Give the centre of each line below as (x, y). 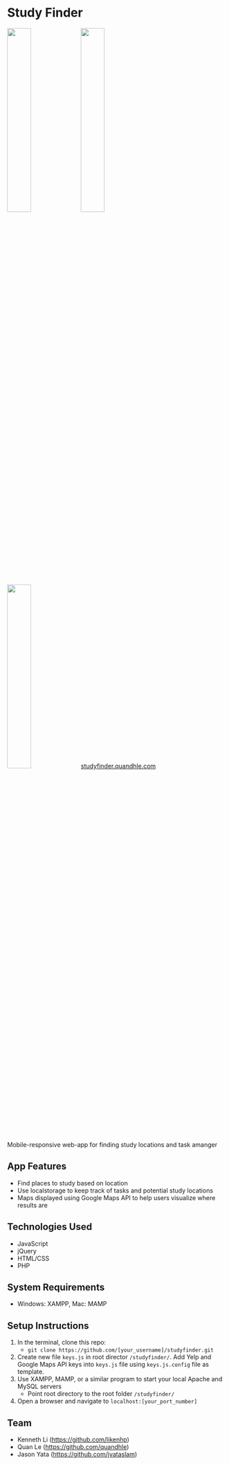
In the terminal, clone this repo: (61, 1343)
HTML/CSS (33, 1258)
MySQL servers (39, 1386)
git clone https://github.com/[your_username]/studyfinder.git (121, 1350)
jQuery (27, 1251)
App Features (37, 1167)
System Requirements (56, 1287)
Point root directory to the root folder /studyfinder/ (101, 1394)
